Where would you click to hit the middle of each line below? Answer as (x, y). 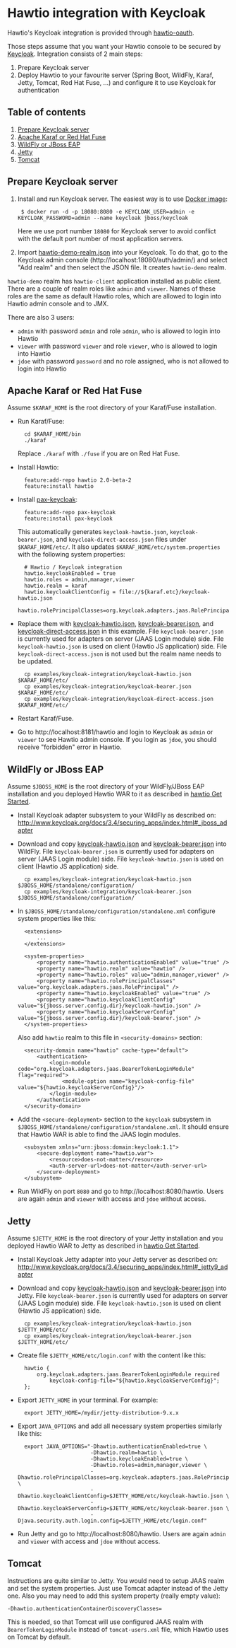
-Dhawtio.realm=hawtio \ (127, 1453)
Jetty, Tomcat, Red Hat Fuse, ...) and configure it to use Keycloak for (117, 82)
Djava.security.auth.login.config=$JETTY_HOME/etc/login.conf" (112, 1521)
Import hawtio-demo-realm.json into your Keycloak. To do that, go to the (123, 252)
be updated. (35, 661)
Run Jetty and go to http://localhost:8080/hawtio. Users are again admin (122, 1534)
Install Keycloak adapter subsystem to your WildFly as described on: (117, 816)
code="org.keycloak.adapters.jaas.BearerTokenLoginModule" (106, 1069)
